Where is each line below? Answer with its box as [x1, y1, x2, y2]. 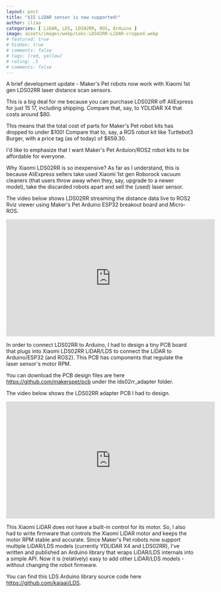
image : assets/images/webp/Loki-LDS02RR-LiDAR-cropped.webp [6, 31, 159, 37]
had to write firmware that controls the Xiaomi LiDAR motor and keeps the [6, 530, 187, 537]
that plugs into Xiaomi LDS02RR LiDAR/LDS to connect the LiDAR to [6, 347, 172, 355]
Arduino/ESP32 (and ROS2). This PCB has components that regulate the [6, 354, 183, 361]
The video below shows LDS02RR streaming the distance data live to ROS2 [6, 195, 191, 202]
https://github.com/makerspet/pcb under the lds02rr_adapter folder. [6, 378, 174, 386]
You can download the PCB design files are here [6, 372, 125, 379]
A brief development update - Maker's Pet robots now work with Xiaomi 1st [6, 80, 191, 87]
